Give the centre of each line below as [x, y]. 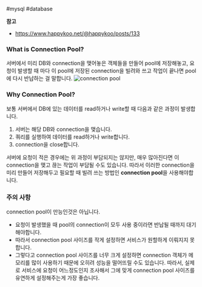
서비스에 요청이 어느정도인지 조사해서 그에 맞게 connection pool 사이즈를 [108, 270]
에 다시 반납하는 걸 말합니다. [39, 78]
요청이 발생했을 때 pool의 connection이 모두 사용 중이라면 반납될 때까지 [100, 224]
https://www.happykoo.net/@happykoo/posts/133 [77, 33]
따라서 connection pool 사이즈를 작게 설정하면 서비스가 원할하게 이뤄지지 [102, 240]
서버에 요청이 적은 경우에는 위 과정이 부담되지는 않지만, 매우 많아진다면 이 [93, 157]
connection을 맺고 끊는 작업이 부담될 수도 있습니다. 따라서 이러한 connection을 [101, 165]
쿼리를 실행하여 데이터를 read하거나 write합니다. [72, 137]
